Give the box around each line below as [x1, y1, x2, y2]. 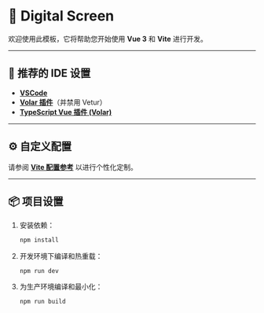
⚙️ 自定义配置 [8, 140, 72, 153]
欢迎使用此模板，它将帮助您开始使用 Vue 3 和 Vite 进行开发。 [8, 34, 208, 43]
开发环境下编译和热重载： [19, 252, 103, 261]
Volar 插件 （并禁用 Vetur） [19, 98, 108, 107]
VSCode [19, 88, 48, 98]
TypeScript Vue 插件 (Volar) [19, 107, 112, 116]
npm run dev [19, 267, 59, 275]
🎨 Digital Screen [8, 7, 115, 25]
